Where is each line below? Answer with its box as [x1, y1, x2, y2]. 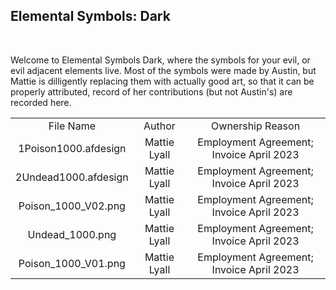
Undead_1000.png [27, 227, 117, 241]
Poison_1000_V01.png [18, 256, 126, 270]
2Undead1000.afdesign [15, 170, 129, 184]
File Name [48, 119, 96, 133]
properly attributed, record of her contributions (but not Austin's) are [10, 85, 293, 98]
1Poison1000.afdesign [18, 141, 127, 155]
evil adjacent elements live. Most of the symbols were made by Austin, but [10, 64, 317, 76]
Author [143, 119, 176, 133]
